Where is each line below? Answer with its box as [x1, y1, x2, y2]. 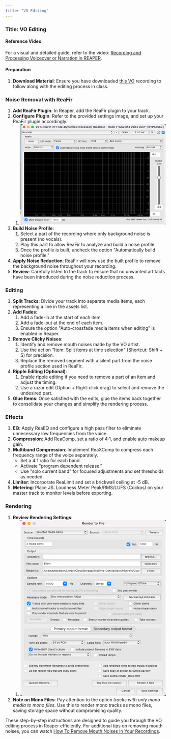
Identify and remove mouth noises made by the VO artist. [20, 341, 140, 347]
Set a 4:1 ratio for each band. [20, 458, 81, 464]
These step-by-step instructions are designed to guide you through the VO [5, 718, 162, 723]
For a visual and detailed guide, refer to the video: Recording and [5, 49, 141, 55]
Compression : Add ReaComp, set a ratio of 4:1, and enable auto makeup [12, 436, 165, 442]
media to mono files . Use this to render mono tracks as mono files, [12, 702, 153, 708]
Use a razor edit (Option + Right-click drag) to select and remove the [20, 384, 164, 390]
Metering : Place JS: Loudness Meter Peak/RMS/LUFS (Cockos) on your [12, 485, 164, 491]
